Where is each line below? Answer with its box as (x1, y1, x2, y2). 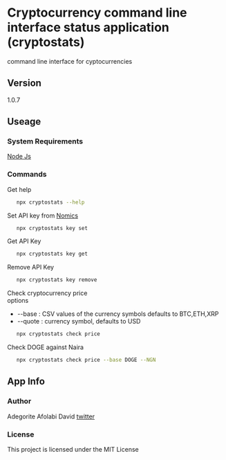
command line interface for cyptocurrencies (7, 57, 133, 65)
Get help (7, 185, 32, 193)
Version (7, 78, 41, 89)
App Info (7, 375, 45, 387)
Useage (7, 116, 41, 127)
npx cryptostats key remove (16, 276, 97, 283)
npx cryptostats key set (16, 224, 88, 231)
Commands (7, 170, 47, 179)
